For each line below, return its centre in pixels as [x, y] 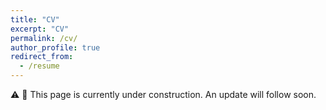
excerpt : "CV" [40, 29]
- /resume [39, 66]
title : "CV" [35, 19]
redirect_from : [42, 57]
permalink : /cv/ [44, 38]
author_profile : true [55, 47]
